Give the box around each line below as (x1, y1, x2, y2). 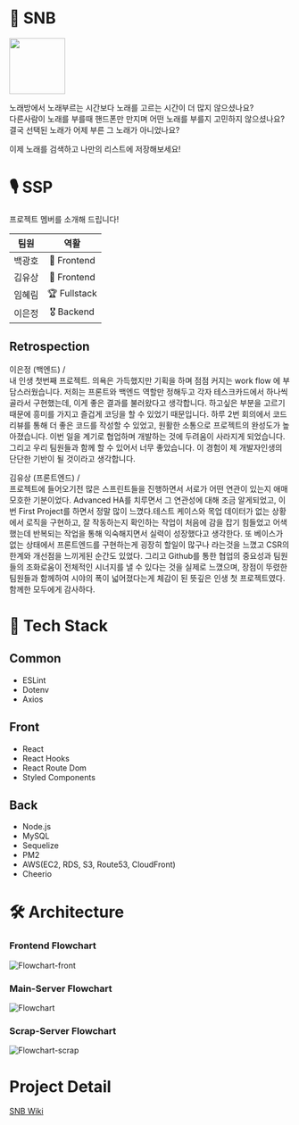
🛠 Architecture (9, 902, 125, 922)
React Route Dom (21, 762, 87, 773)
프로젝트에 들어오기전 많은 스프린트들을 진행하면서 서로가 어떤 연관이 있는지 (9, 483, 272, 494)
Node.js (21, 821, 52, 832)
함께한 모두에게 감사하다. (9, 584, 96, 595)
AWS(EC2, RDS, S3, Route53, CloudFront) (21, 859, 176, 870)
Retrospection (9, 339, 90, 354)
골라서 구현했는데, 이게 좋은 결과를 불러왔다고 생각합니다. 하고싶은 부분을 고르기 (9, 397, 286, 408)
